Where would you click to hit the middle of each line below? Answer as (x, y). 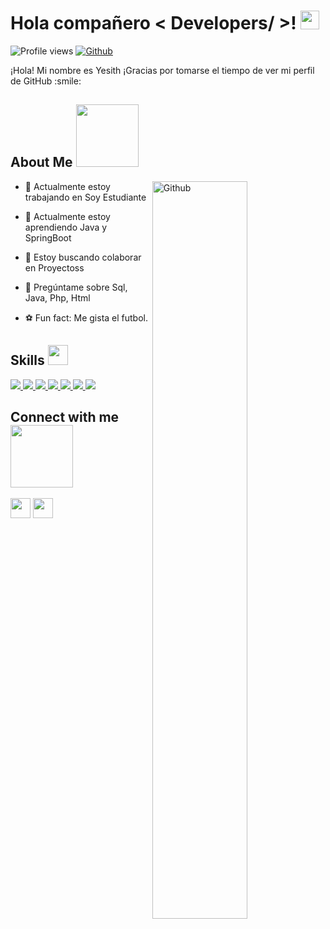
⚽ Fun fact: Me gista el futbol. (86, 317)
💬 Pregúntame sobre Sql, (76, 287)
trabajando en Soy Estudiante (85, 197)
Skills (27, 360)
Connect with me (65, 416)
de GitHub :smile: (46, 81)
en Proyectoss (54, 267)
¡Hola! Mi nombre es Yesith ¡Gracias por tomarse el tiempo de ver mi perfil (162, 70)
